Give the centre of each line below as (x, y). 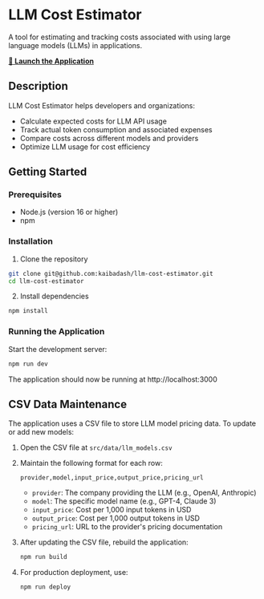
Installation (31, 241)
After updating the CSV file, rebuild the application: (104, 542)
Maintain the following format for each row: (91, 463)
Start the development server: (58, 349)
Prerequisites (35, 195)
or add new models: (41, 432)
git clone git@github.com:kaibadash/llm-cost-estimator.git (111, 273)
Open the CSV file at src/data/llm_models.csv (96, 447)
